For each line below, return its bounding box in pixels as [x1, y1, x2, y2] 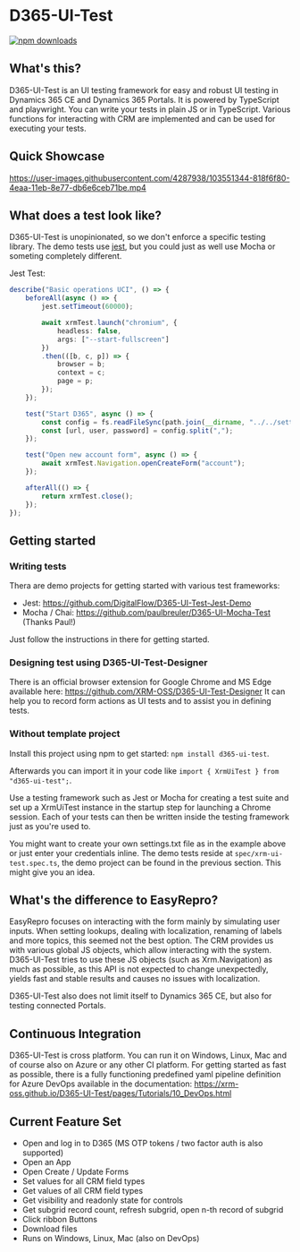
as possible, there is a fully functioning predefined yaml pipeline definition [9, 1069, 281, 1080]
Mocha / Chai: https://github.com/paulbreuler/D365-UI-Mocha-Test [21, 607, 271, 618]
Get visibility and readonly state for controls [21, 1195, 183, 1205]
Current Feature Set [9, 1114, 122, 1129]
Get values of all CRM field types [21, 1186, 144, 1196]
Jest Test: [9, 268, 46, 279]
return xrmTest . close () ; [41, 492, 134, 501]
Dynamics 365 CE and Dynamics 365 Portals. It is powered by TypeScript [9, 94, 279, 105]
